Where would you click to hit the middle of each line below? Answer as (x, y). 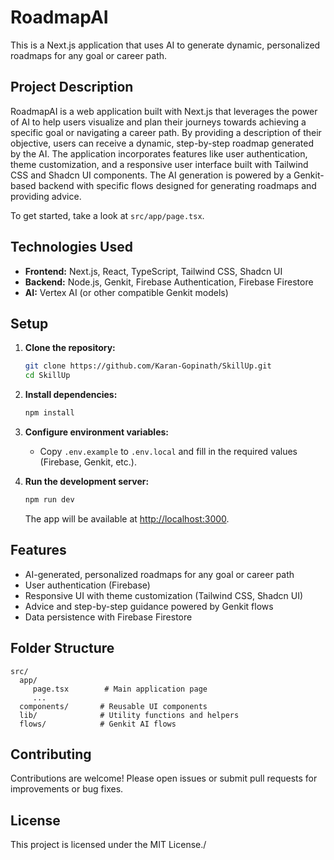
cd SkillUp (47, 376)
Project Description (72, 87)
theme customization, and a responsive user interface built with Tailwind (159, 164)
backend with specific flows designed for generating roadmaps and (177, 185)
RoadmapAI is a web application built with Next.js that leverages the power (164, 111)
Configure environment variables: (96, 432)
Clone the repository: (70, 348)
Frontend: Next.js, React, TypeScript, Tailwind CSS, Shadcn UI (153, 271)
